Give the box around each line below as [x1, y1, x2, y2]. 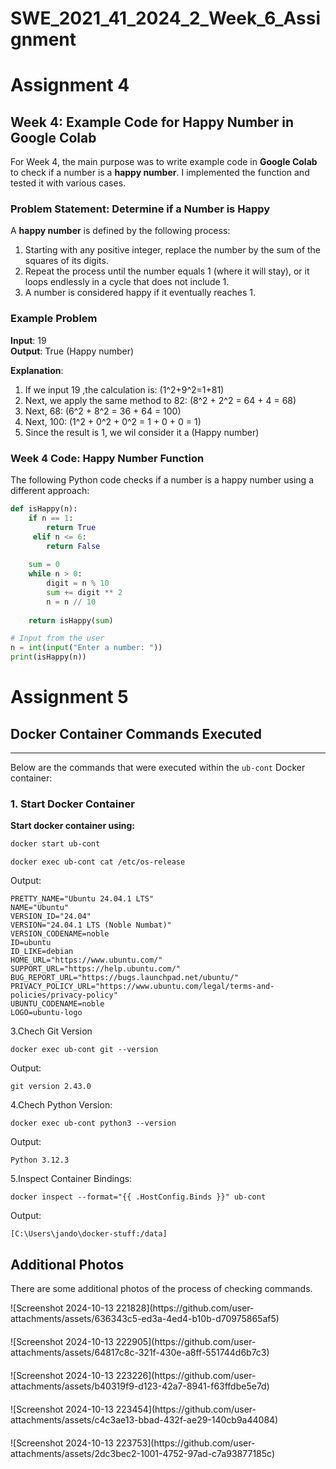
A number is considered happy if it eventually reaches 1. [24, 287, 256, 299]
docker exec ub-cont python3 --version [10, 1118, 177, 1129]
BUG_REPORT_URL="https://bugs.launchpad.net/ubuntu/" [10, 973, 240, 983]
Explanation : [10, 364, 64, 376]
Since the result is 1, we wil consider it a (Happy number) [24, 426, 260, 438]
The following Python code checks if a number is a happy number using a [10, 474, 315, 486]
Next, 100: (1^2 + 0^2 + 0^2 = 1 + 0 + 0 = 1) [24, 415, 202, 427]
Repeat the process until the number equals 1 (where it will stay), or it [24, 265, 310, 277]
